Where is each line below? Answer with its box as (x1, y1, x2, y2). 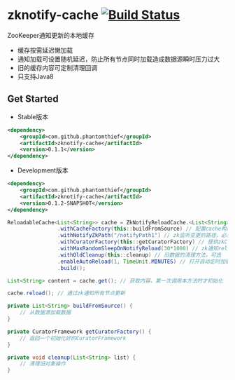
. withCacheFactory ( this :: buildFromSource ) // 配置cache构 (57, 225, 227, 233)
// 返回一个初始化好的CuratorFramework (20, 334, 127, 341)
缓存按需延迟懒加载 (17, 46, 73, 54)
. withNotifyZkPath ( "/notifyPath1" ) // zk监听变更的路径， (57, 232, 222, 239)
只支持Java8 (17, 72, 54, 81)
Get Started (7, 93, 59, 105)
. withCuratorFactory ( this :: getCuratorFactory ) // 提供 (57, 238, 219, 245)
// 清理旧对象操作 (20, 360, 66, 367)
